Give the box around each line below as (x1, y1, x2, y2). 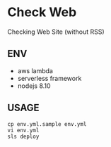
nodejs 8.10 (17, 82, 51, 90)
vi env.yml (7, 127, 40, 134)
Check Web (7, 4, 77, 20)
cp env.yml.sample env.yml (7, 120, 87, 127)
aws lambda (17, 66, 53, 75)
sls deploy (7, 133, 40, 140)
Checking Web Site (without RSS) (7, 27, 105, 36)
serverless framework (17, 74, 82, 82)
